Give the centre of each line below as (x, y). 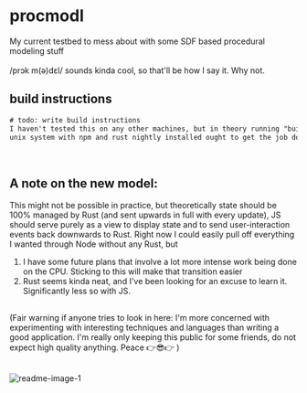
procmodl (47, 16)
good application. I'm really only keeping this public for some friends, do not (153, 337)
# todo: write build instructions (75, 120)
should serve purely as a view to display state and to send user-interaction (150, 225)
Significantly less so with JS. (76, 291)
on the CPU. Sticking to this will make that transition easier (132, 271)
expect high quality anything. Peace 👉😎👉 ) (95, 347)
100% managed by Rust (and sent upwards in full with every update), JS (145, 215)
